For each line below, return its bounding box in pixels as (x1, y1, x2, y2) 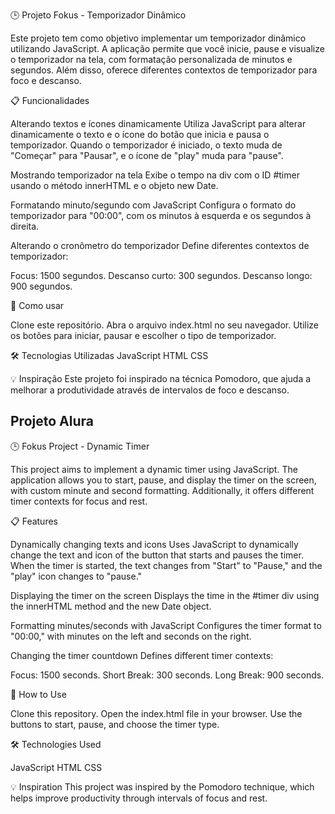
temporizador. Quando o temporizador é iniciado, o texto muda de (10, 139, 283, 151)
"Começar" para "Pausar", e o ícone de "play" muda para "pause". (10, 150, 284, 161)
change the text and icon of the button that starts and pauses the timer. (10, 549, 304, 561)
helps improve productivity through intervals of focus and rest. (10, 792, 268, 804)
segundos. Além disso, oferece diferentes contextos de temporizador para (10, 64, 318, 76)
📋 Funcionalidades (10, 95, 90, 106)
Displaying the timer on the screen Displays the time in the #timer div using (10, 589, 320, 601)
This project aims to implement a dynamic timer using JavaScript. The (10, 463, 298, 475)
